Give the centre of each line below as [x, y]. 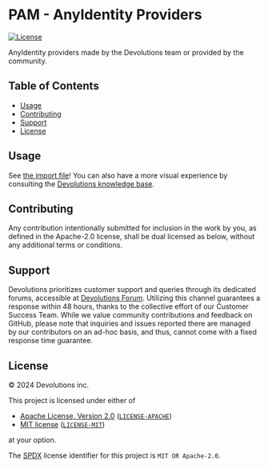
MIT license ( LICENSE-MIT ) [62, 424]
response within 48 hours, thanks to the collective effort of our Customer [129, 306]
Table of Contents [54, 86]
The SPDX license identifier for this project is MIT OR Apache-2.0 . [114, 455]
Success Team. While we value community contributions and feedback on [130, 315]
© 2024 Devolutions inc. [49, 385]
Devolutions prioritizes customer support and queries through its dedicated [132, 290]
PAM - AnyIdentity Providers [105, 15]
